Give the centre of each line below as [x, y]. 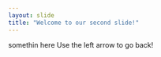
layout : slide [32, 15]
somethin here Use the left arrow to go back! [81, 45]
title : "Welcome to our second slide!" [74, 23]
